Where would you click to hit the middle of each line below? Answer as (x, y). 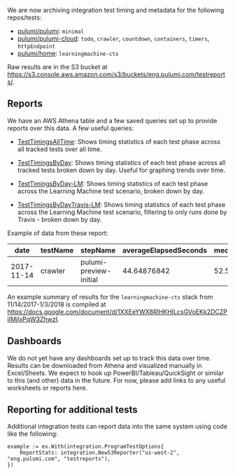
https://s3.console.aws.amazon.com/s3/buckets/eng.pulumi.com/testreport (116, 74)
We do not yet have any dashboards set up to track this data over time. (109, 358)
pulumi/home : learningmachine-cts (68, 53)
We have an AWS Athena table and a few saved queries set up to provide (112, 120)
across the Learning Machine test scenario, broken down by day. (111, 191)
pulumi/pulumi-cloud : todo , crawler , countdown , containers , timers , (113, 38)
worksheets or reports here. (48, 388)
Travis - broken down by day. (59, 219)
